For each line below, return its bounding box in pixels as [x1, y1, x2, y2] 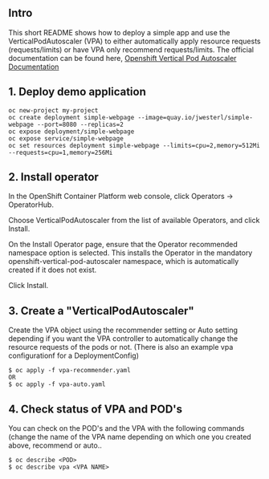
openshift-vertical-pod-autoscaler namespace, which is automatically [8, 257, 239, 266]
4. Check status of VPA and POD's [8, 402, 183, 416]
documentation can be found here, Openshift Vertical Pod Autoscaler [8, 53, 237, 63]
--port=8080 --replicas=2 [37, 120, 124, 128]
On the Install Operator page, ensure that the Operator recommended [8, 240, 238, 250]
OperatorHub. [8, 200, 55, 209]
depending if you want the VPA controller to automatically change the [8, 334, 238, 343]
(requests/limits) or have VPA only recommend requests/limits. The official [8, 44, 255, 55]
